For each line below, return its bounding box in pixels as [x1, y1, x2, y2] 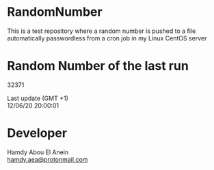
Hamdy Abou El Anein [7, 148, 69, 156]
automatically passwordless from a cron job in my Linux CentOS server [7, 34, 207, 42]
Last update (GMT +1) [7, 94, 68, 102]
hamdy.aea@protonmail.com [7, 155, 88, 163]
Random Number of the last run [7, 58, 189, 74]
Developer [7, 125, 67, 141]
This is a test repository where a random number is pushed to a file [7, 27, 196, 35]
